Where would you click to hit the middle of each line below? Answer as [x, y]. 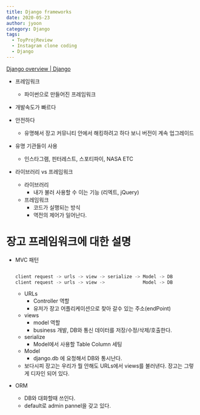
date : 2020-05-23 [28, 18]
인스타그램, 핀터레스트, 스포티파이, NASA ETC [78, 159]
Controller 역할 [51, 301]
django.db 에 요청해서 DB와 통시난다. [78, 358]
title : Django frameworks [39, 12]
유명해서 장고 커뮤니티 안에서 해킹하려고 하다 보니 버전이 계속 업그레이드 [109, 133]
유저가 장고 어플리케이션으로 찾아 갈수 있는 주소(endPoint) [102, 309]
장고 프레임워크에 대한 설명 [69, 242]
